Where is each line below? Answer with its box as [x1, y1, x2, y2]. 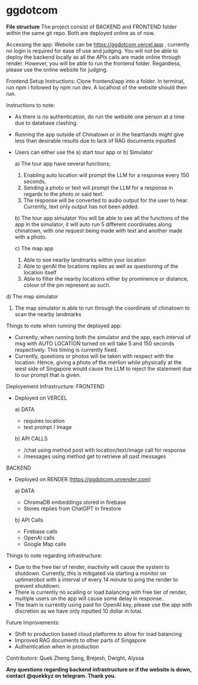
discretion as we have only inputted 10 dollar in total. [14, 607, 143, 615]
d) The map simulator [6, 292, 59, 300]
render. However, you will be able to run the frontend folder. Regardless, [6, 60, 181, 67]
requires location [23, 417, 65, 424]
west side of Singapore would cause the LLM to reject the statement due [14, 365, 192, 372]
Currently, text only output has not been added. [23, 202, 139, 210]
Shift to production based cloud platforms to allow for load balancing [14, 630, 182, 637]
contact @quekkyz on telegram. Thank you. [6, 672, 116, 679]
